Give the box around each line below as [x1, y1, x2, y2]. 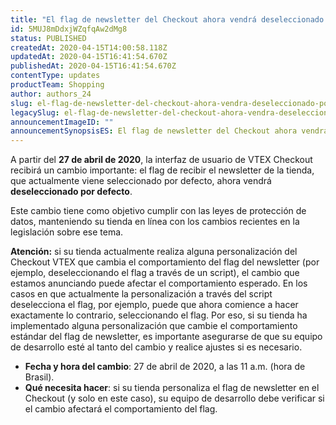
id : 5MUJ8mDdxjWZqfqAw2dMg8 [10, 24, 128, 34]
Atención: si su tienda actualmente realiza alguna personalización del [10, 246, 298, 258]
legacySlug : [10, 107, 60, 118]
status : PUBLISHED [10, 33, 87, 43]
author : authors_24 [10, 89, 92, 99]
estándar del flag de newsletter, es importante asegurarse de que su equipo [10, 331, 323, 343]
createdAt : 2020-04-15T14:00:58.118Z [10, 42, 168, 53]
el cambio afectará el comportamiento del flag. [24, 403, 218, 415]
